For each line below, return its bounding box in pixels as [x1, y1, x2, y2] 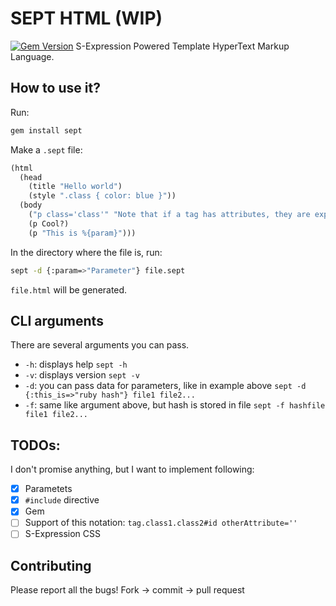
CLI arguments [10, 312, 104, 329]
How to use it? [10, 80, 101, 97]
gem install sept [10, 125, 83, 136]
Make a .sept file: [10, 143, 83, 156]
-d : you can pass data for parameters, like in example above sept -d [24, 380, 307, 392]
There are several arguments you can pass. [10, 339, 190, 351]
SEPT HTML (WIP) [10, 7, 163, 30]
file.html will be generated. [10, 283, 128, 296]
